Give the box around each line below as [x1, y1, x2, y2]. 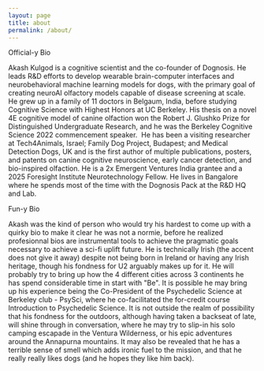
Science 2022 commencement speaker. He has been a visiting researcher [8, 130, 251, 140]
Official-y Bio [8, 48, 51, 58]
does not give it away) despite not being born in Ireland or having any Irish [8, 253, 250, 263]
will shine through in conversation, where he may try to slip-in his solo [8, 320, 236, 330]
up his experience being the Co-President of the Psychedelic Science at [8, 287, 243, 296]
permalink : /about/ [8, 26, 73, 34]
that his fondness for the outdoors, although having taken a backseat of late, [8, 312, 257, 321]
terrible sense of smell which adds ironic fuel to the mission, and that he [8, 345, 242, 355]
